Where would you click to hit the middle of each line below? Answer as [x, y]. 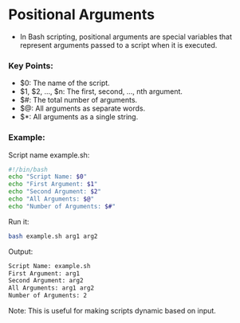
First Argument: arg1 [44, 273]
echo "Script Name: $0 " [48, 177]
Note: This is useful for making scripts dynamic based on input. [112, 311]
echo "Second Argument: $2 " [55, 192]
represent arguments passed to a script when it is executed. [118, 45]
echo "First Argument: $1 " [53, 185]
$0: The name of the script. [65, 83]
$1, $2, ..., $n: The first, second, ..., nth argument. [101, 91]
